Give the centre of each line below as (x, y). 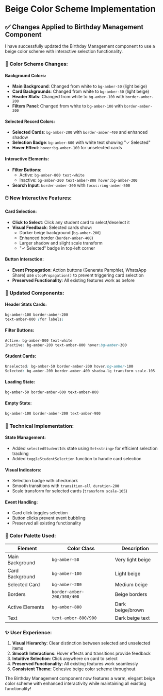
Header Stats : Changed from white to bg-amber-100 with (68, 97)
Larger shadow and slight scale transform (61, 243)
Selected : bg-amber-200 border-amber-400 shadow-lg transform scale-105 (80, 371)
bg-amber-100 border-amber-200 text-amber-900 (53, 413)
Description (135, 548)
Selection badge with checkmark (45, 481)
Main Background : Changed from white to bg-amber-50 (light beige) (80, 87)
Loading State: (20, 382)
